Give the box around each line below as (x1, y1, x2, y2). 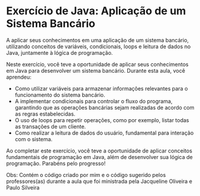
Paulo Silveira (6, 183, 40, 191)
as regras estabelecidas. (14, 110, 76, 117)
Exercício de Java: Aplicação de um (6, 4, 186, 18)
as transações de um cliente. (14, 123, 87, 130)
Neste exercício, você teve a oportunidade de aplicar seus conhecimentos (6, 61, 189, 68)
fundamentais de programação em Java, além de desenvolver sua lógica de (6, 153, 193, 160)
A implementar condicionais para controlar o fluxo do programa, (14, 97, 173, 105)
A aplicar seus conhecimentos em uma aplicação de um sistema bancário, (6, 36, 189, 43)
